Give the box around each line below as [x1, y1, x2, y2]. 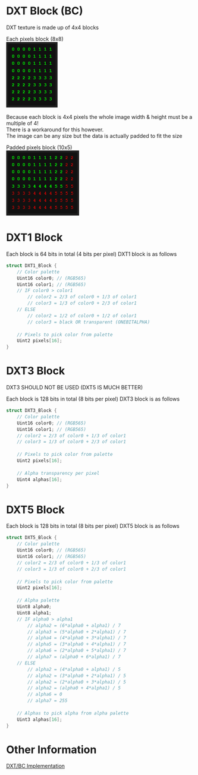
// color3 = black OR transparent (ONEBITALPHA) [27, 319, 150, 325]
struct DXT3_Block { [6, 408, 58, 414]
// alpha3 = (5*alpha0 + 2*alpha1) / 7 [27, 629, 127, 635]
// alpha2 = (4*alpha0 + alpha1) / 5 [27, 666, 121, 672]
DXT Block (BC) [6, 4, 83, 18]
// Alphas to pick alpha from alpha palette [17, 710, 129, 716]
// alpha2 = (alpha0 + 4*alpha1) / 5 [27, 685, 121, 691]
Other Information [6, 743, 97, 756]
